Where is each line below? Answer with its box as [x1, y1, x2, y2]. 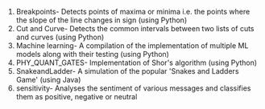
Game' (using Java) [15, 75, 81, 84]
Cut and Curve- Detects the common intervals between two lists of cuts [15, 24, 255, 33]
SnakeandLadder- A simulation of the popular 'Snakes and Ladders [15, 67, 239, 75]
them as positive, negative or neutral [15, 92, 138, 101]
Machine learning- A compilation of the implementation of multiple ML [15, 41, 249, 50]
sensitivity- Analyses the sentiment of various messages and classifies [15, 83, 251, 93]
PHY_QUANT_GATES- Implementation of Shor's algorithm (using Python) [15, 58, 258, 67]
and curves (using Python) [15, 32, 105, 42]
